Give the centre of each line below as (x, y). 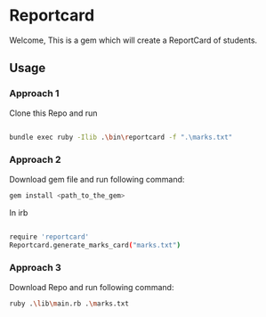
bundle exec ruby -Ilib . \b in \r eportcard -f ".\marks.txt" (121, 137)
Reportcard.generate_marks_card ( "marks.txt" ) (95, 245)
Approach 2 (35, 159)
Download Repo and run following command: (92, 287)
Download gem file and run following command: (97, 179)
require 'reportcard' (49, 237)
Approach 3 (36, 268)
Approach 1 (34, 93)
